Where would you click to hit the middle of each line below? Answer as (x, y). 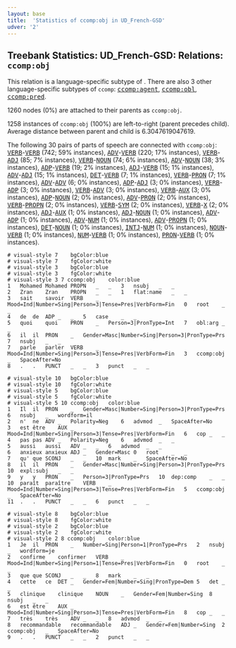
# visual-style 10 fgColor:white (60, 385)
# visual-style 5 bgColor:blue (58, 391)
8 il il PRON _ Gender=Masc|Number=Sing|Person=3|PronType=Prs (116, 465)
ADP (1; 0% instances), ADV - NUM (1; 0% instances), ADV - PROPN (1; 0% (107, 220)
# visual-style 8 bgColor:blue (58, 514)
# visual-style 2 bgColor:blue (58, 526)
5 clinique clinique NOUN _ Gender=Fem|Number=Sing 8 (110, 594)
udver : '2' (23, 27)
